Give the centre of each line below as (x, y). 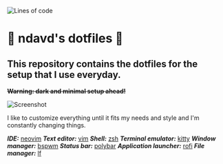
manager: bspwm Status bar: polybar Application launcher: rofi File (106, 146)
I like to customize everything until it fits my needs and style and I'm (103, 118)
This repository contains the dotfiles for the (103, 64)
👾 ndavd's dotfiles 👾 (65, 39)
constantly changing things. (46, 125)
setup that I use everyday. (64, 75)
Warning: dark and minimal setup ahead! (66, 91)
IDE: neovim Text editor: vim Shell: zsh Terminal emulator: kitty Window (111, 139)
